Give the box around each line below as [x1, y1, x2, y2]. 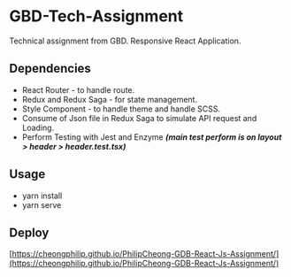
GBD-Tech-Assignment [9, 6, 184, 27]
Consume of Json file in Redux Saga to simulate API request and [21, 112, 257, 123]
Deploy [9, 225, 50, 240]
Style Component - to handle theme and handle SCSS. [21, 104, 221, 114]
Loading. [21, 122, 55, 133]
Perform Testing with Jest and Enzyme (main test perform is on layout [21, 131, 282, 142]
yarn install [21, 190, 63, 201]
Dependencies [9, 61, 91, 76]
